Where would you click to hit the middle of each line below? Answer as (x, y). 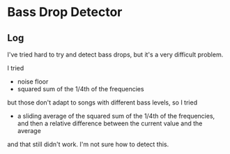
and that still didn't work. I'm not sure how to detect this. (88, 144)
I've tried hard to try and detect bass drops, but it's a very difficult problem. (115, 54)
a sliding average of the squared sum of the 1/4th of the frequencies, (116, 116)
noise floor (33, 82)
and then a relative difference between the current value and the (110, 123)
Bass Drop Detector (65, 12)
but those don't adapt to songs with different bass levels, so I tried (102, 102)
